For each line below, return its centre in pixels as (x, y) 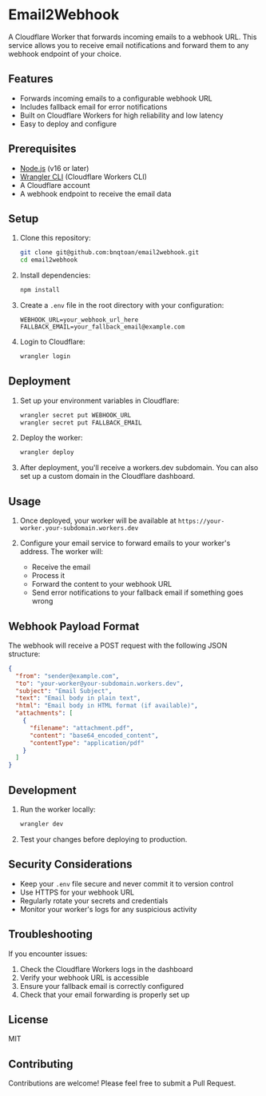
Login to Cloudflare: (52, 342)
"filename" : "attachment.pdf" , (81, 728)
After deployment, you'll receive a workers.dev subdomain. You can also (139, 468)
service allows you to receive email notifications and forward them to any (129, 45)
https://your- (201, 521)
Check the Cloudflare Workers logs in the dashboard (106, 969)
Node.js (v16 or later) (54, 168)
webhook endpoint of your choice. (65, 54)
